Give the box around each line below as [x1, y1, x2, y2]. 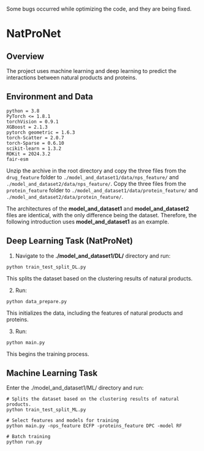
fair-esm [6, 156, 29, 162]
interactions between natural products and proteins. [6, 74, 138, 81]
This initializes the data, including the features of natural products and [6, 309, 183, 317]
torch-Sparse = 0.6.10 [6, 140, 64, 146]
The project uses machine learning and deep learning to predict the [6, 67, 176, 74]
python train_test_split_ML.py [6, 407, 86, 413]
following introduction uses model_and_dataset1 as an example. [6, 218, 170, 225]
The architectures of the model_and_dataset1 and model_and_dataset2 [6, 205, 189, 212]
